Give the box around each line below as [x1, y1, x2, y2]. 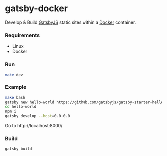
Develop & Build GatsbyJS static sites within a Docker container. [5, 19, 136, 25]
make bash [5, 95, 26, 100]
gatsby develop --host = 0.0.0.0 [5, 114, 70, 119]
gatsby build [5, 146, 32, 152]
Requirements [5, 32, 40, 39]
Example [5, 84, 27, 91]
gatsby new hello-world [5, 100, 55, 105]
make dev [5, 72, 23, 77]
